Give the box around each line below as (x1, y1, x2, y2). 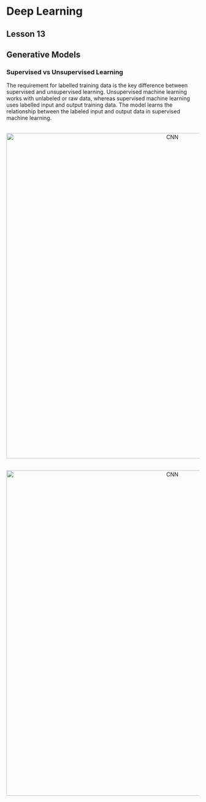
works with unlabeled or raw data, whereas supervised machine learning (6, 95, 190, 102)
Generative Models (6, 49, 81, 59)
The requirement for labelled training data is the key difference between (6, 81, 188, 89)
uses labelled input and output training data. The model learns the (6, 101, 173, 108)
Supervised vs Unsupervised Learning (6, 67, 124, 76)
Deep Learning (6, 4, 83, 18)
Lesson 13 (6, 29, 46, 39)
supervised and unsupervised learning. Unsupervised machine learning (6, 88, 187, 96)
